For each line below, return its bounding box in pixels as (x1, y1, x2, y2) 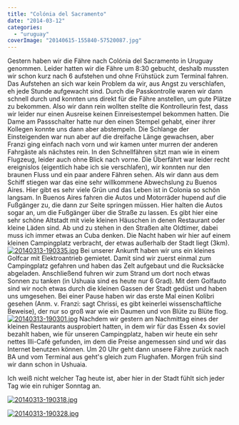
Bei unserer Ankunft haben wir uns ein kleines (80, 246, 215, 255)
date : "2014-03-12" (7, 17, 66, 24)
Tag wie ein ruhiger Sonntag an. (7, 381, 101, 390)
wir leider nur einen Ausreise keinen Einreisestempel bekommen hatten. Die (7, 110, 230, 119)
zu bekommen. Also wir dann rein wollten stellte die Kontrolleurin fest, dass (7, 102, 228, 111)
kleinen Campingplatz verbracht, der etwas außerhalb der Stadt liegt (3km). (7, 239, 230, 247)
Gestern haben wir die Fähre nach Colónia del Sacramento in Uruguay (7, 56, 213, 65)
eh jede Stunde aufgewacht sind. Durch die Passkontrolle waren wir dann (7, 87, 223, 96)
